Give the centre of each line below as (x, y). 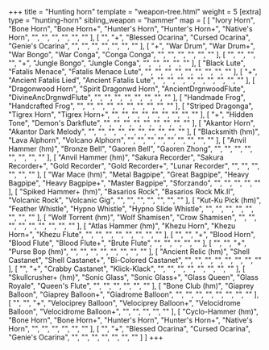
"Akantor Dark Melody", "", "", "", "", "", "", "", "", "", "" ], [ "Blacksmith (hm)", (134, 131)
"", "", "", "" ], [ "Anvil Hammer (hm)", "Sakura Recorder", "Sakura (116, 157)
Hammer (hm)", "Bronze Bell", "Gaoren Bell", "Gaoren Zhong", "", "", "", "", (130, 149)
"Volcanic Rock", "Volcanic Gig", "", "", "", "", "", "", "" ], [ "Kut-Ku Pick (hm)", (135, 200)
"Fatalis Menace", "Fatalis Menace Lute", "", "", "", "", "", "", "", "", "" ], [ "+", (133, 71)
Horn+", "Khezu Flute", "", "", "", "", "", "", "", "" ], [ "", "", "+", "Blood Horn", (132, 234)
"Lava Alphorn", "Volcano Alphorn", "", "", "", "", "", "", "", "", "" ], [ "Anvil (128, 140)
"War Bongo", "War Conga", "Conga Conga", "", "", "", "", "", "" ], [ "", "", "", (132, 54)
